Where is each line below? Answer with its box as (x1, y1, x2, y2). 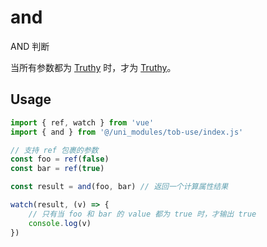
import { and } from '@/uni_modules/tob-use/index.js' (10, 127, 244, 137)
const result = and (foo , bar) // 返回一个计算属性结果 (10, 182, 229, 192)
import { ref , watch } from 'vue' (10, 117, 155, 128)
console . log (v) (28, 218, 92, 228)
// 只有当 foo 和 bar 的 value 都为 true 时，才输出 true (28, 209, 257, 219)
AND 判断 (10, 40, 50, 52)
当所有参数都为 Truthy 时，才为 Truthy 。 (10, 61, 177, 73)
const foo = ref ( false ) (10, 154, 110, 165)
